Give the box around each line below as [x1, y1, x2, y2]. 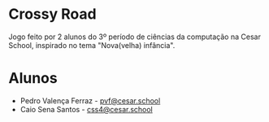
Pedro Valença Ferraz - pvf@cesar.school [20, 95, 161, 106]
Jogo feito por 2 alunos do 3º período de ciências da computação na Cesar [8, 32, 262, 41]
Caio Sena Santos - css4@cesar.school [20, 104, 153, 114]
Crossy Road [8, 5, 97, 24]
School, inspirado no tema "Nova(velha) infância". [8, 40, 176, 50]
